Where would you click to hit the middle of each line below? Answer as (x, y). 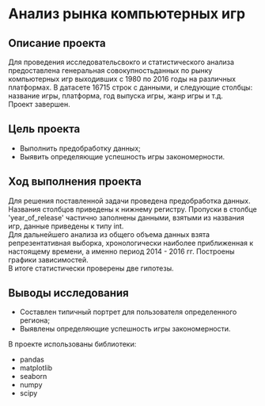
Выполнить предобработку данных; (80, 148)
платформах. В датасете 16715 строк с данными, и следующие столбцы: (131, 87)
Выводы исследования (68, 293)
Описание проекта (57, 43)
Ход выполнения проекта (75, 182)
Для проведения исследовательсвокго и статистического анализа (121, 62)
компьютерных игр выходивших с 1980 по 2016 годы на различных (122, 79)
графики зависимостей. (48, 259)
